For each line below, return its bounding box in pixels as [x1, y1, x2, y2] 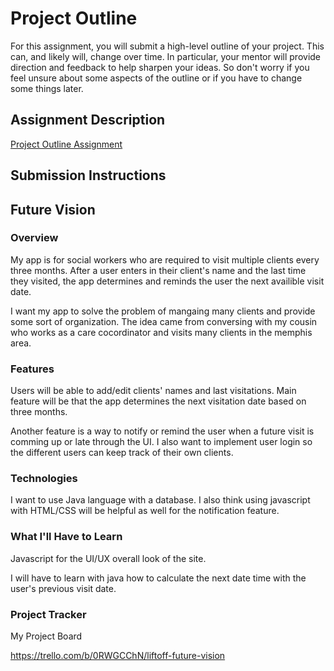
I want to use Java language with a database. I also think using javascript [10, 494, 311, 506]
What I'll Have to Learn [10, 530, 123, 544]
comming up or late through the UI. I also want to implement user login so [10, 436, 313, 448]
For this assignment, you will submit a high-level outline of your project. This [10, 40, 325, 52]
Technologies [10, 472, 78, 486]
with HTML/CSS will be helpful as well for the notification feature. [10, 505, 280, 517]
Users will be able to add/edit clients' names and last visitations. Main [10, 385, 297, 397]
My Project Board [10, 630, 83, 642]
